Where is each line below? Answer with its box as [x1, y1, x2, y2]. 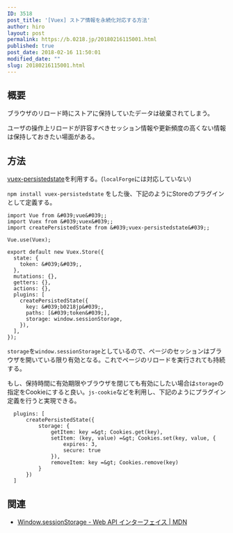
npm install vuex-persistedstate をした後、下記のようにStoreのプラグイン [7, 189, 225, 198]
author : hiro [7, 23, 45, 30]
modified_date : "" [7, 56, 61, 63]
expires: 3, [63, 441, 98, 448]
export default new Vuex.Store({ [7, 248, 104, 256]
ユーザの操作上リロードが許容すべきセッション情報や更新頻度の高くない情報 [7, 124, 226, 132]
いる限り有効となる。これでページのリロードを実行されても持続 [43, 356, 226, 364]
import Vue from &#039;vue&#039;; [7, 212, 108, 219]
